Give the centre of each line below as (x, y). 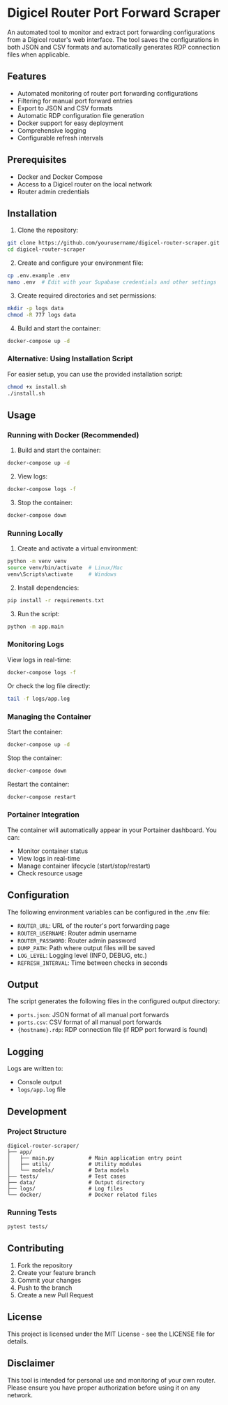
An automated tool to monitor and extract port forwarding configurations (111, 32)
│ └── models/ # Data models (68, 1170)
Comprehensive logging (52, 130)
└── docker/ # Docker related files (82, 1195)
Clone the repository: (48, 230)
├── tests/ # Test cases (67, 1176)
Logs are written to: (35, 1069)
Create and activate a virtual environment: (77, 548)
